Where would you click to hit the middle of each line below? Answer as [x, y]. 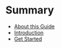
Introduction [29, 32]
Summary [30, 10]
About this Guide [34, 26]
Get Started [28, 39]
